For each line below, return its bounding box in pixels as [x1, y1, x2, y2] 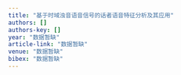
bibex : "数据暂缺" [8, 55, 64, 63]
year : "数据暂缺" [8, 33, 60, 41]
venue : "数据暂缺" [8, 48, 64, 55]
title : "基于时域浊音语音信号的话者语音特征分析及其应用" [8, 11, 174, 20]
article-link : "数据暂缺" [8, 41, 89, 48]
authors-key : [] [8, 26, 61, 34]
